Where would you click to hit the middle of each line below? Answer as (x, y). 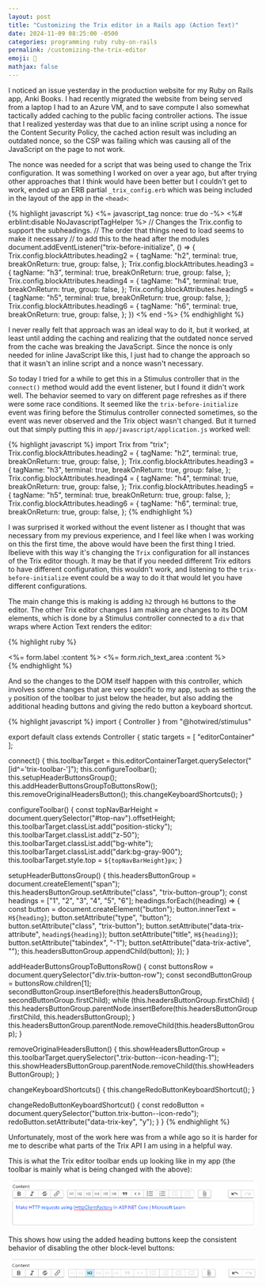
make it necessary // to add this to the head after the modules (109, 238)
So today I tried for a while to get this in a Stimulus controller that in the (124, 378)
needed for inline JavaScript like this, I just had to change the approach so (129, 355)
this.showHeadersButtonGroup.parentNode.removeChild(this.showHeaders (131, 1065)
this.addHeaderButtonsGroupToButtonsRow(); (83, 786)
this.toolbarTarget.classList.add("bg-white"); (81, 843)
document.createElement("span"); (64, 883)
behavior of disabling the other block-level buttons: (92, 1247)
